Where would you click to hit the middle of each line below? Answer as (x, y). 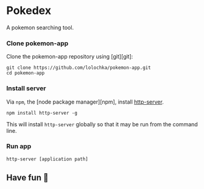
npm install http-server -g (42, 113)
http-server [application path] (47, 159)
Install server (26, 88)
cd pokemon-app (26, 73)
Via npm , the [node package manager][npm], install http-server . (85, 102)
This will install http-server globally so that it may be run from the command (102, 124)
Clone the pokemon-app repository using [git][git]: (70, 57)
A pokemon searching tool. (40, 27)
